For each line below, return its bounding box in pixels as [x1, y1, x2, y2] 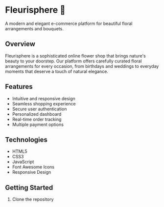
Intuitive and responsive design [12, 95, 76, 102]
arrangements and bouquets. [5, 25, 64, 31]
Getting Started [5, 183, 53, 192]
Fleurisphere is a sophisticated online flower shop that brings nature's [5, 53, 146, 59]
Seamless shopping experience [12, 101, 76, 106]
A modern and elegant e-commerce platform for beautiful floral [5, 21, 133, 26]
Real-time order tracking [12, 116, 62, 122]
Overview [5, 40, 36, 48]
